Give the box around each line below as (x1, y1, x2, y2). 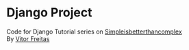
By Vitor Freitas (6, 34, 50, 42)
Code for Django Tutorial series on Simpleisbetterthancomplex (6, 27, 182, 36)
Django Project (6, 5, 93, 21)
